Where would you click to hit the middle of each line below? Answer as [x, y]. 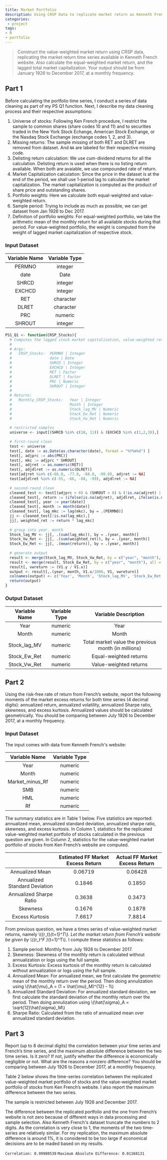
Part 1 [14, 89]
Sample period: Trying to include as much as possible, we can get [80, 206]
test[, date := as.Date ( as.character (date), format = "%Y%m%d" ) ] [80, 451]
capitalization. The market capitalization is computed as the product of [85, 185]
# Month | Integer [56, 405]
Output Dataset [24, 598]
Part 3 [15, 1034]
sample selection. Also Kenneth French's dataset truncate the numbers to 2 [83, 1123]
